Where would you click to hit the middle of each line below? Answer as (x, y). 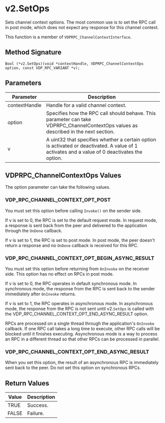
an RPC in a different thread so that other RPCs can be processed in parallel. (82, 339)
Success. (38, 405)
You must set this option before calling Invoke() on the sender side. (73, 211)
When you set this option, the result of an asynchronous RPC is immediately (82, 363)
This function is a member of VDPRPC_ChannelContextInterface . (68, 37)
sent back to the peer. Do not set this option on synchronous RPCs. (73, 368)
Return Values (27, 383)
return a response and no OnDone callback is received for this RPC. (72, 245)
